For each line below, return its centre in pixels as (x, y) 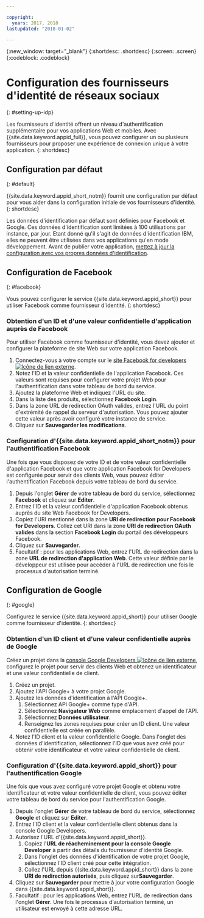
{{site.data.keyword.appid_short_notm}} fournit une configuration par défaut (102, 196)
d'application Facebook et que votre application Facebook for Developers (98, 468)
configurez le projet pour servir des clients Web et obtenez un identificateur (101, 667)
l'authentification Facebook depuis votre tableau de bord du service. (92, 481)
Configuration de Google (54, 590)
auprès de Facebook (37, 328)
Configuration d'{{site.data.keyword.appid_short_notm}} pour (101, 441)
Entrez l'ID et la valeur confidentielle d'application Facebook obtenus (101, 506)
